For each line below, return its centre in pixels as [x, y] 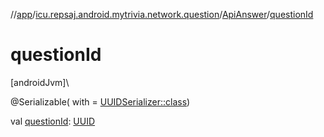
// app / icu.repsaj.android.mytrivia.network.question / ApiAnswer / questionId [162, 14]
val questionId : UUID [53, 121]
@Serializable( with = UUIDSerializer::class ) [100, 101]
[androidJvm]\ [40, 82]
